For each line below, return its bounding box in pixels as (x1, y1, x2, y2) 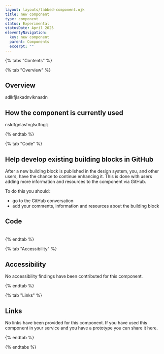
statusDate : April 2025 (5, 26, 54, 31)
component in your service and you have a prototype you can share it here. (5, 325, 158, 331)
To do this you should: (5, 188, 50, 194)
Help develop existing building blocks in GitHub (5, 155, 154, 163)
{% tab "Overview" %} (5, 67, 51, 73)
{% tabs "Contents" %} (5, 57, 53, 63)
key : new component (9, 35, 50, 40)
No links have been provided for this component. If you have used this (5, 320, 148, 325)
